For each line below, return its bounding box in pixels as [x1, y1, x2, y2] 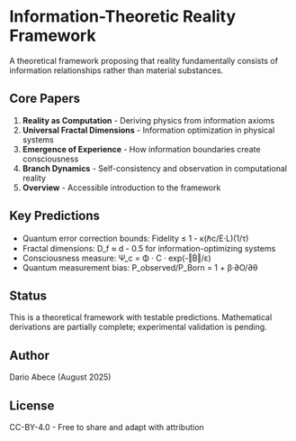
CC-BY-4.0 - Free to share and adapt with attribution [9, 422, 204, 432]
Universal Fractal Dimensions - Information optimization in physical [22, 124, 275, 135]
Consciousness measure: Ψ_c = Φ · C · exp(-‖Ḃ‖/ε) [22, 253, 211, 263]
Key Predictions [9, 208, 101, 224]
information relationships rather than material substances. [9, 65, 224, 76]
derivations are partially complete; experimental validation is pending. [9, 322, 267, 333]
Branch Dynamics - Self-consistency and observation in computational [22, 162, 288, 173]
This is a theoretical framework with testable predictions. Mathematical [9, 312, 273, 323]
